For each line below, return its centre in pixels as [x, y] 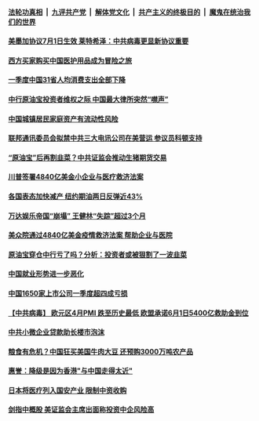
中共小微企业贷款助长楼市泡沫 [56, 332]
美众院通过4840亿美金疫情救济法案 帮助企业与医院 [90, 235]
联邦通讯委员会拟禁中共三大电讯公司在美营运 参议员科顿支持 [105, 138]
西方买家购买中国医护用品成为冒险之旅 [70, 60]
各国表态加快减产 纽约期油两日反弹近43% [76, 196]
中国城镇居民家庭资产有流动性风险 [63, 118]
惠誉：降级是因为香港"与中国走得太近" [71, 371]
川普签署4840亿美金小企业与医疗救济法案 [76, 177]
